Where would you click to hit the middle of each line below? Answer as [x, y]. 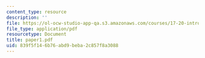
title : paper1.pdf [30, 40]
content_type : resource [37, 12]
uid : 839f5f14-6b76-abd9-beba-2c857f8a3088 [63, 46]
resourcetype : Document [37, 34]
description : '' [27, 18]
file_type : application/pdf [42, 29]
